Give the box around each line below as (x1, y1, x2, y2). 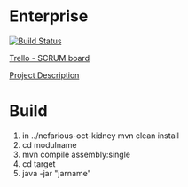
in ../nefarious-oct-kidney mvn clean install (21, 130, 180, 141)
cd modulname (21, 139, 77, 150)
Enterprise (9, 6, 89, 27)
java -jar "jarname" (21, 168, 91, 178)
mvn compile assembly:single (21, 149, 131, 160)
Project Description (9, 69, 80, 81)
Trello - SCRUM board (9, 52, 90, 63)
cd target (21, 158, 56, 169)
